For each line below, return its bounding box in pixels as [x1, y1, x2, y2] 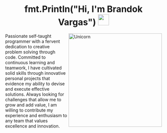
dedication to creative [5, 43, 50, 49]
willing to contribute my [5, 107, 53, 113]
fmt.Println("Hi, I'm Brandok [24, 3, 143, 15]
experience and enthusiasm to [5, 112, 67, 118]
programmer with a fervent [5, 38, 61, 44]
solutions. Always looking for [5, 91, 65, 97]
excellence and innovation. [5, 123, 60, 129]
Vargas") [58, 16, 96, 28]
